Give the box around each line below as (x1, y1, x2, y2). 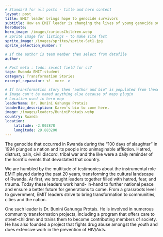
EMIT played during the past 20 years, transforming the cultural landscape (5, 171, 154, 177)
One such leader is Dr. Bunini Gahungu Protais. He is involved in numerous (5, 206, 154, 212)
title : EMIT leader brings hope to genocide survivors (5, 16, 118, 21)
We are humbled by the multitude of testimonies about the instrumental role (5, 165, 156, 172)
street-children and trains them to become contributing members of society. (5, 216, 157, 222)
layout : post (5, 12, 32, 16)
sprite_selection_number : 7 (5, 43, 62, 48)
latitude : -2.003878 (14, 123, 55, 128)
